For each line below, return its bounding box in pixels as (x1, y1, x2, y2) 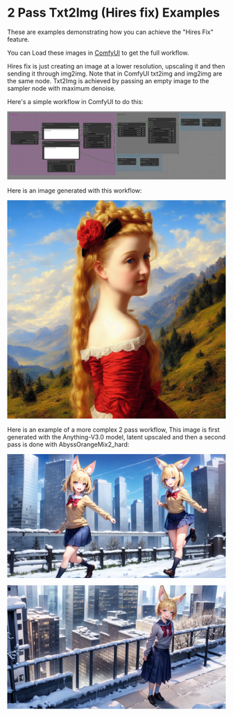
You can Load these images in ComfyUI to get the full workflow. (7, 49, 189, 57)
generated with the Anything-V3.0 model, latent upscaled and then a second (7, 433, 226, 442)
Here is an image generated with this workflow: (7, 186, 142, 195)
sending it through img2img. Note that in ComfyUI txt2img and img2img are (7, 69, 223, 78)
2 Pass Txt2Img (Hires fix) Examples (7, 5, 221, 21)
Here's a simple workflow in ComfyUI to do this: (7, 97, 144, 105)
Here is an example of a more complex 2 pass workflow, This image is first (7, 426, 220, 434)
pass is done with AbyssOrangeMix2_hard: (7, 440, 130, 448)
